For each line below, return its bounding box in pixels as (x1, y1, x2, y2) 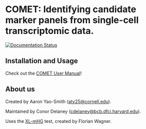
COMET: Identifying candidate (5, 4, 136, 15)
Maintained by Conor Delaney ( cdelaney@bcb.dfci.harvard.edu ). (5, 108, 141, 114)
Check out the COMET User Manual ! (5, 70, 82, 76)
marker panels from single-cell (5, 14, 139, 26)
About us (5, 85, 35, 93)
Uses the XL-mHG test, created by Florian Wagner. (5, 118, 112, 124)
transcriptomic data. (5, 25, 94, 37)
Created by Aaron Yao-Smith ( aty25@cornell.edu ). (5, 98, 111, 105)
